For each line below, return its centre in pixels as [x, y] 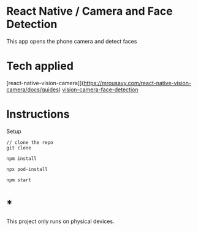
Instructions [38, 114]
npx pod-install [27, 169]
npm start [19, 180]
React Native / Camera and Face [89, 11]
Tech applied [40, 66]
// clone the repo [30, 142]
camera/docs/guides [33, 89]
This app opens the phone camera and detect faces [72, 41]
